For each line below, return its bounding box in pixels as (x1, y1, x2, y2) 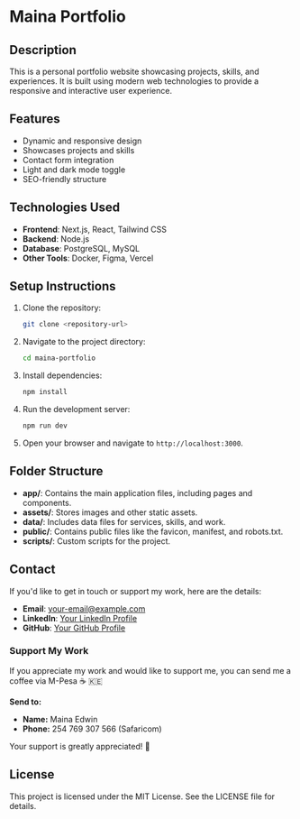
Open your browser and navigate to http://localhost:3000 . (22, 437, 243, 448)
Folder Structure (9, 464, 104, 479)
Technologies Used (9, 200, 120, 216)
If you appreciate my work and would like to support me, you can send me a (9, 665, 291, 676)
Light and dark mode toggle (22, 164, 126, 175)
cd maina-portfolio (22, 354, 96, 363)
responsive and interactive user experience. (9, 86, 173, 96)
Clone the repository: (22, 302, 102, 313)
